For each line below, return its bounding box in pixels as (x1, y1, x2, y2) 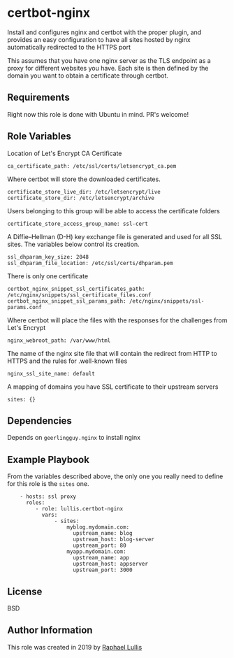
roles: (25, 499, 45, 506)
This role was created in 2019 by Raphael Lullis (7, 643, 142, 651)
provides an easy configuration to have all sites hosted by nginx (7, 35, 191, 43)
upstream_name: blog (73, 530, 133, 537)
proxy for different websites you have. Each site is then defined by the (7, 64, 209, 72)
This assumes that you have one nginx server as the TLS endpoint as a (7, 56, 211, 64)
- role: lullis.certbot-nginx (35, 506, 124, 513)
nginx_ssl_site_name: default (7, 370, 96, 377)
